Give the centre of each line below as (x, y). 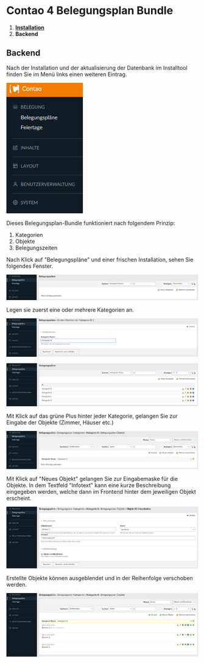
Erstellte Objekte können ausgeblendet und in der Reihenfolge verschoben (100, 578)
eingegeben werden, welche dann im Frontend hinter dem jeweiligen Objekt (101, 492)
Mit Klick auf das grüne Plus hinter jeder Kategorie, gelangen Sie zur (92, 416)
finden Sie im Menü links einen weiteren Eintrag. (67, 74)
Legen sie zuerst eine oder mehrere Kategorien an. (70, 310)
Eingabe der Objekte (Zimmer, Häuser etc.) (60, 423)
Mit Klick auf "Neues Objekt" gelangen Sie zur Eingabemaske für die (92, 479)
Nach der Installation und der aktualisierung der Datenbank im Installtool (97, 68)
